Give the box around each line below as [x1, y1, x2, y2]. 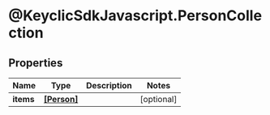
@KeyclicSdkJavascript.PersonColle [8, 6, 262, 25]
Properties [8, 56, 63, 70]
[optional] [139, 94, 178, 104]
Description [86, 80, 132, 91]
